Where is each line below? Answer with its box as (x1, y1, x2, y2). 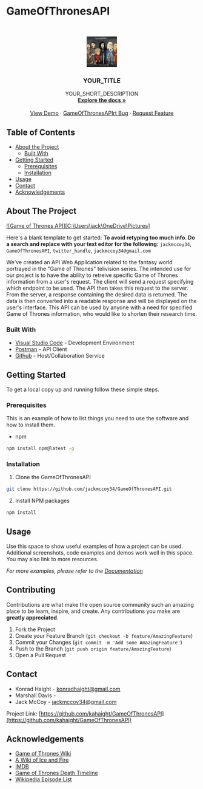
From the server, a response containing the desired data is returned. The (6, 290, 188, 298)
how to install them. (6, 421, 56, 429)
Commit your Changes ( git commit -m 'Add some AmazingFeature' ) (15, 638, 183, 646)
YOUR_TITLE (82, 76, 121, 84)
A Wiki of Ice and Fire (15, 756, 69, 763)
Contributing (6, 585, 56, 595)
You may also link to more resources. (6, 556, 99, 562)
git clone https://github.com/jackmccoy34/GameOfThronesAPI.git (6, 486, 172, 493)
